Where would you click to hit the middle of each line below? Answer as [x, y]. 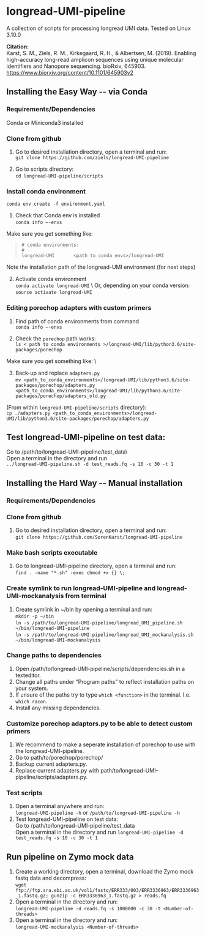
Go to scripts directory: [44, 169]
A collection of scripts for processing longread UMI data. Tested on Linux [99, 28]
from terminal [86, 596]
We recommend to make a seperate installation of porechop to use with [105, 744]
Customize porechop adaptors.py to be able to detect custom [99, 724]
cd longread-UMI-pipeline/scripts [59, 176]
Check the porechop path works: [55, 339]
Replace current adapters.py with [57, 771]
